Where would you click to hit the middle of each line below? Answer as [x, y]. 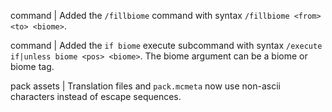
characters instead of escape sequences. [96, 96]
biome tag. [32, 66]
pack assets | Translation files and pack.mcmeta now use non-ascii [145, 86]
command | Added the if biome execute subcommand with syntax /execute [166, 45]
